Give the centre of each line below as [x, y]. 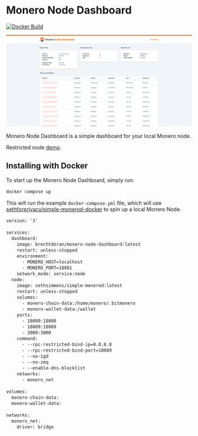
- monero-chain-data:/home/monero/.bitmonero [78, 303]
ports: [25, 315]
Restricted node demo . [34, 147]
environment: [33, 256]
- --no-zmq [35, 362]
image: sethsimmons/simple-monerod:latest [70, 285]
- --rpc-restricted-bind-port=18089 [67, 350]
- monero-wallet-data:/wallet [59, 309]
